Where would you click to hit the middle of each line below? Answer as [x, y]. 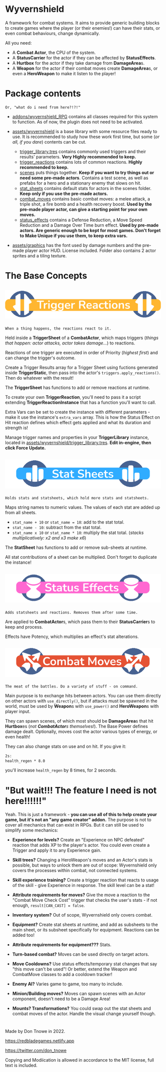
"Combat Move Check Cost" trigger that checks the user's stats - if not [85, 900]
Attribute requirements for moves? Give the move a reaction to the [81, 895]
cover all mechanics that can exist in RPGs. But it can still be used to [75, 825]
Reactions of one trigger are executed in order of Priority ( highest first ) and [82, 352]
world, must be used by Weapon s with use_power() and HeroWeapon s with [82, 706]
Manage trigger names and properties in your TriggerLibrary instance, [77, 437]
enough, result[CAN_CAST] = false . [48, 905]
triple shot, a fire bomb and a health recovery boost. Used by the [86, 204]
